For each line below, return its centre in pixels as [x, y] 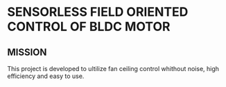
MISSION [27, 52]
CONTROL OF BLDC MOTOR [89, 27]
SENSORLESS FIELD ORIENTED [98, 12]
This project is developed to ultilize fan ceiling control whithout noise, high [113, 69]
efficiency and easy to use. [46, 76]
